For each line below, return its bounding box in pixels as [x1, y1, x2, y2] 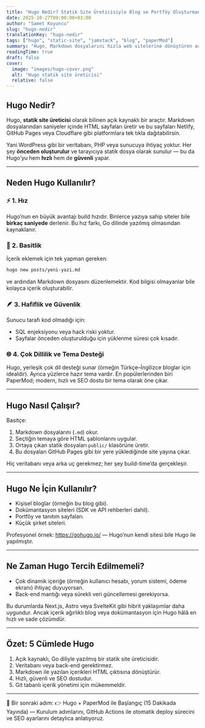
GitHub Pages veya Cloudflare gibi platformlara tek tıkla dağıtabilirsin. [6, 129, 181, 137]
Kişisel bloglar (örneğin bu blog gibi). [15, 500, 109, 507]
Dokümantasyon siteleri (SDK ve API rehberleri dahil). [15, 506, 149, 514]
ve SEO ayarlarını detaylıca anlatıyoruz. [6, 715, 105, 722]
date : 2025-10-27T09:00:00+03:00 [6, 15, 92, 21]
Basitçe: [6, 417, 27, 424]
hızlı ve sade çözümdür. [6, 615, 66, 623]
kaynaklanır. [6, 226, 37, 233]
